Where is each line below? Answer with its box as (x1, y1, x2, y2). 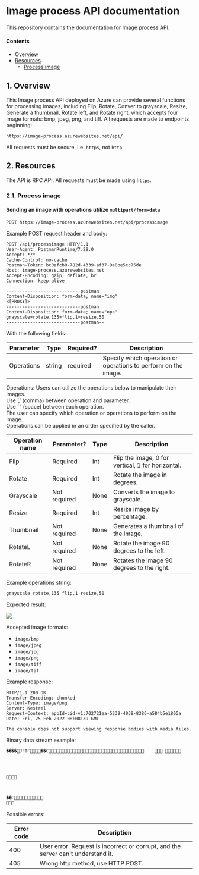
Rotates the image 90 (113, 556, 173, 564)
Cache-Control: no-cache (6, 257, 68, 263)
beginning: (6, 121, 33, 128)
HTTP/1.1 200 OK (6, 689, 46, 695)
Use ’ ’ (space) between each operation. (6, 403, 104, 410)
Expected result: (6, 601, 46, 608)
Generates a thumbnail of (113, 522, 184, 530)
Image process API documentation (6, 4, 180, 18)
